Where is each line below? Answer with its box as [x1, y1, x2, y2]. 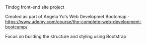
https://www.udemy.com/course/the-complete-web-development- [5, 19, 142, 24]
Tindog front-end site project [5, 4, 65, 10]
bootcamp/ [5, 24, 28, 30]
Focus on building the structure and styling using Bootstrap [5, 34, 127, 39]
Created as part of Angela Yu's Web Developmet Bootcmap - [5, 14, 130, 19]
